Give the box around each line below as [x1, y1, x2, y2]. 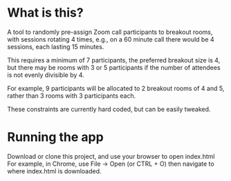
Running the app [7, 130, 104, 145]
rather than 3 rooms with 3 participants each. [7, 92, 136, 100]
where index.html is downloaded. [7, 166, 102, 175]
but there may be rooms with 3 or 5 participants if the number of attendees [7, 63, 221, 71]
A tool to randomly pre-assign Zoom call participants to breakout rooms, [7, 28, 213, 36]
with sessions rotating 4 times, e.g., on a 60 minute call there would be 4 [7, 35, 214, 43]
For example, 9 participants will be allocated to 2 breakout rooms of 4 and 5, [7, 84, 225, 92]
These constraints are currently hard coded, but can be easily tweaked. [7, 105, 211, 113]
